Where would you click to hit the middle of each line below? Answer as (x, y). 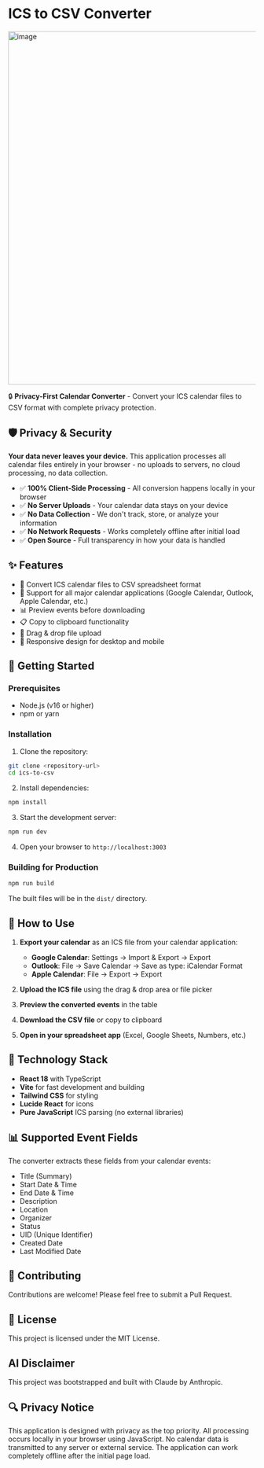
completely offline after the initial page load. (79, 1455)
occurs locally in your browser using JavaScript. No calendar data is (119, 1439)
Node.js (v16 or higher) (57, 705)
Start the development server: (68, 818)
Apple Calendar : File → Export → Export (97, 974)
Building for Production (53, 867)
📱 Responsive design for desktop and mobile (92, 641)
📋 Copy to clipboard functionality (74, 621)
